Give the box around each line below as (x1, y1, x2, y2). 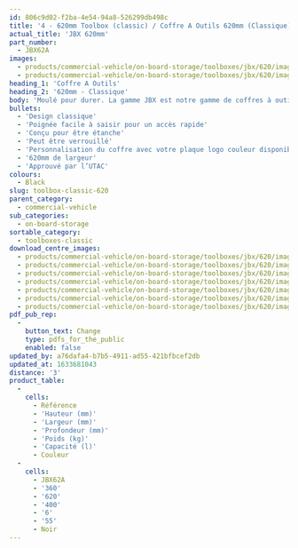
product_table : (9, 377, 66, 385)
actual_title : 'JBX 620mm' (9, 29, 109, 38)
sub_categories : (9, 210, 69, 220)
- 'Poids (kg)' (32, 434, 90, 443)
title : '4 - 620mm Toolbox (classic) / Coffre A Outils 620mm (9, 21, 244, 30)
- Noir (32, 525, 58, 534)
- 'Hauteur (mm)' (32, 409, 98, 418)
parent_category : (9, 195, 74, 204)
